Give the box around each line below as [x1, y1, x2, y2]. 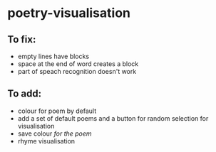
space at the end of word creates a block [17, 60, 139, 68]
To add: [7, 87, 41, 100]
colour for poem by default [17, 107, 97, 115]
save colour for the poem [17, 129, 92, 138]
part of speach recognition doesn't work [17, 67, 137, 75]
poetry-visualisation [7, 5, 130, 21]
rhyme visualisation [17, 136, 76, 145]
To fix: [7, 33, 36, 45]
